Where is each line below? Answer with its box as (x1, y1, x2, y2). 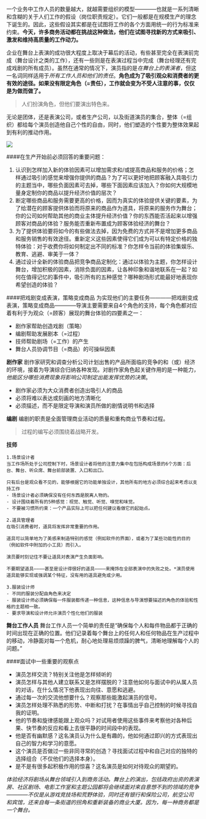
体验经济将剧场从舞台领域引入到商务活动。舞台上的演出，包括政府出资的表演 (6, 776, 199, 783)
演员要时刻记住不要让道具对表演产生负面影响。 (6, 554, 107, 560)
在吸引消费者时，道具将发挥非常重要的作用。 (6, 524, 102, 530)
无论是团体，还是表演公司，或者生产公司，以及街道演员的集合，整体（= (6, 113, 187, 121)
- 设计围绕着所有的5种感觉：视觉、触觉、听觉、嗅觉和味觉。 (6, 499, 138, 505)
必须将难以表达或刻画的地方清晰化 (15, 394, 101, 401)
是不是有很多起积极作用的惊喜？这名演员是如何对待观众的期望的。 (15, 763, 182, 770)
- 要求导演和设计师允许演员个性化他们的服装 (6, 610, 103, 616)
